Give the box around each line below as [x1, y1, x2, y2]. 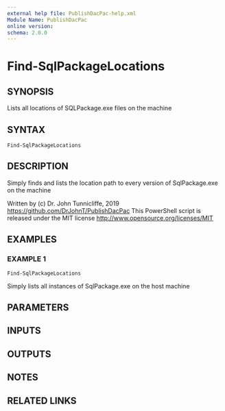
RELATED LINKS [7, 395, 77, 406]
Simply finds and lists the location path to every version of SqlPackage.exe [7, 179, 218, 187]
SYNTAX [7, 124, 46, 136]
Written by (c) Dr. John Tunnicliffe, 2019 [7, 199, 120, 208]
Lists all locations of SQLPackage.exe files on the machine [7, 104, 172, 112]
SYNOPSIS [7, 86, 54, 97]
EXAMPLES [7, 234, 57, 245]
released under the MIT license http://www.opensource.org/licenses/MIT [7, 214, 214, 222]
